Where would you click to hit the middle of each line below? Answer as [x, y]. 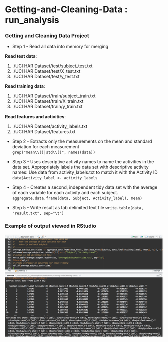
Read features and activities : [35, 117]
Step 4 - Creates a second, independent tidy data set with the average [85, 187]
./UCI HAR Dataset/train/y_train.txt [47, 107]
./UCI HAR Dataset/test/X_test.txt [46, 71]
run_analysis [32, 20]
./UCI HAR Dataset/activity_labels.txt [50, 126]
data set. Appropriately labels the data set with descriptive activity [80, 167]
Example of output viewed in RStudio [51, 226]
